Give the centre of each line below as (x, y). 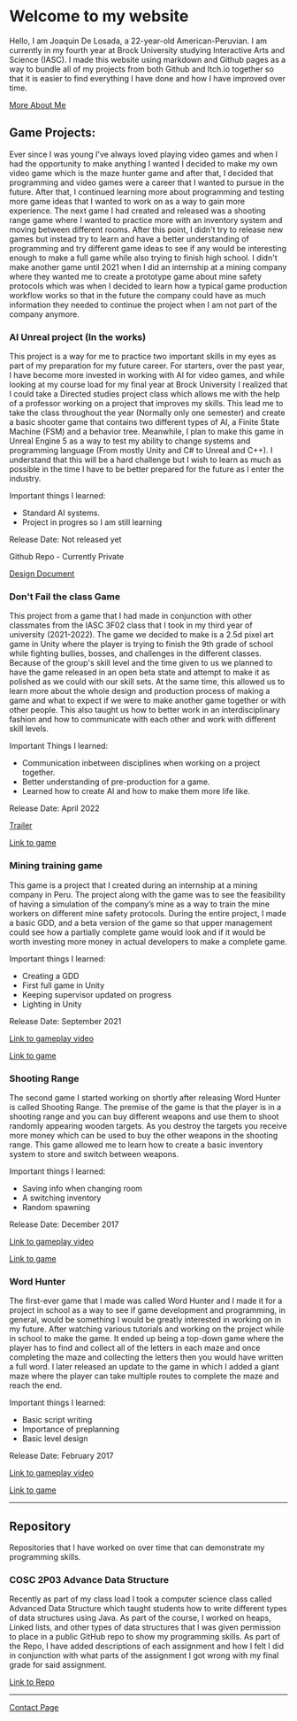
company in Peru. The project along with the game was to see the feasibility (147, 894)
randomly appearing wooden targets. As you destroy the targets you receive (148, 1125)
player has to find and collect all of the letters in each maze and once (135, 1348)
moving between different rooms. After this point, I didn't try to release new (146, 229)
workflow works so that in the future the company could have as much (138, 295)
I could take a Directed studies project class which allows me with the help (145, 394)
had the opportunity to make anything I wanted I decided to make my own (144, 163)
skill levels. (29, 729)
